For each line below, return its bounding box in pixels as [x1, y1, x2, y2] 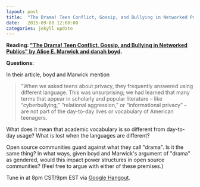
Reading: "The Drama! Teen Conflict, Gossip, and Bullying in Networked [6, 42, 187, 49]
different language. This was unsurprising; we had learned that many [20, 89, 190, 96]
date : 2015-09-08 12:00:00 [6, 20, 79, 26]
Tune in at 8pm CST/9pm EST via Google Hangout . [6, 174, 131, 182]
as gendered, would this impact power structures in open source [6, 156, 165, 164]
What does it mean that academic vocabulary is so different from [6, 126, 165, 133]
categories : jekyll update [6, 25, 73, 32]
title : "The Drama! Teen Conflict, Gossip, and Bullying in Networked [6, 14, 187, 20]
